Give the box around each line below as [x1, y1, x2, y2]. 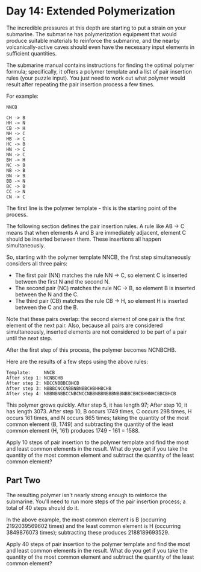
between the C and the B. [14, 303, 78, 311]
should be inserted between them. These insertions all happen [6, 235, 161, 243]
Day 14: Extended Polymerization [6, 4, 176, 18]
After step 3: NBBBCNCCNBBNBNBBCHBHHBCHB [6, 385, 112, 392]
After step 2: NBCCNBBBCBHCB [6, 380, 79, 386]
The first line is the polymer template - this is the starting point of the [6, 204, 177, 212]
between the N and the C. [14, 291, 79, 298]
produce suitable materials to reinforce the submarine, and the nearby [6, 37, 180, 44]
